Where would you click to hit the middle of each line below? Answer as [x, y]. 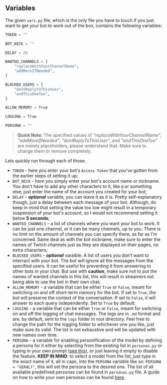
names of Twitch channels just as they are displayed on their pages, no [85, 245]
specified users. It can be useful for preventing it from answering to [82, 266]
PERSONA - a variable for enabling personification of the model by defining [87, 340]
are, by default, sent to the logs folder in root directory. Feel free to [81, 319]
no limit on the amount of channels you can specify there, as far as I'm [85, 234]
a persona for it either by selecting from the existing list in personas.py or [87, 346]
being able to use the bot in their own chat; [56, 282]
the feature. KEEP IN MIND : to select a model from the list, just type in [84, 356]
